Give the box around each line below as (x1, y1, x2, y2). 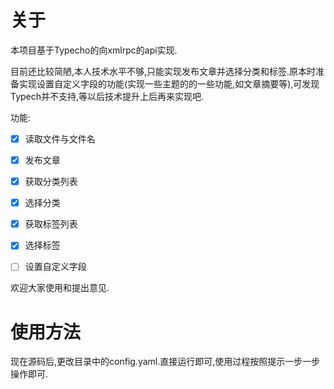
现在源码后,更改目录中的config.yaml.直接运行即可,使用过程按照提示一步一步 (10, 356, 321, 368)
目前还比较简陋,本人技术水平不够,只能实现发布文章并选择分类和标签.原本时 (10, 65, 317, 77)
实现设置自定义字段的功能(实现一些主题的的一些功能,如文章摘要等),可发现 (18, 77, 320, 90)
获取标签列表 (24, 218, 78, 230)
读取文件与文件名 (24, 132, 96, 145)
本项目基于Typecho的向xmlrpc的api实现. (10, 44, 178, 56)
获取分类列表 (24, 176, 78, 188)
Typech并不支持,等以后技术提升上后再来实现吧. (10, 90, 205, 102)
